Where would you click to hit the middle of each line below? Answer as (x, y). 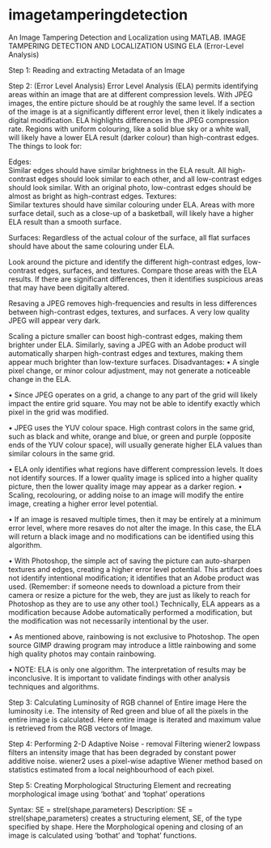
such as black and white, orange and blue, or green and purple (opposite (130, 436)
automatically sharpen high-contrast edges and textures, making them (126, 353)
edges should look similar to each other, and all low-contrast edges (150, 179)
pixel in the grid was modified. (59, 412)
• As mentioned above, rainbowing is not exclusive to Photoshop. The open (134, 636)
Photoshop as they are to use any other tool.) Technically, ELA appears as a (134, 604)
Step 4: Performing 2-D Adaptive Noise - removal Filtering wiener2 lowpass (134, 744)
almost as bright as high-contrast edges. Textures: (93, 196)
